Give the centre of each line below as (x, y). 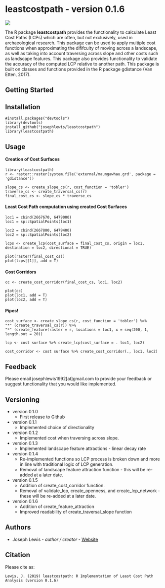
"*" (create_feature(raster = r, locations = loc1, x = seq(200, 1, (77, 330)
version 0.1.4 (25, 453)
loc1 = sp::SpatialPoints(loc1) (38, 221)
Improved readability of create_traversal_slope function (76, 512)
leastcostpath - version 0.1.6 (65, 9)
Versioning (22, 400)
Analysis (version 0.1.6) (32, 580)
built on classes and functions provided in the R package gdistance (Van (79, 69)
